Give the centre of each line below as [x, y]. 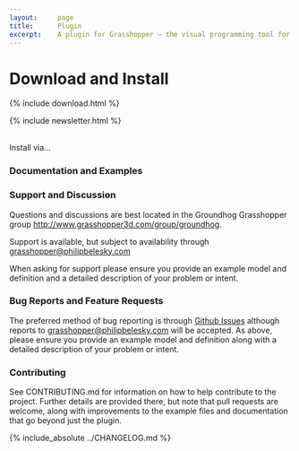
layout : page [42, 17]
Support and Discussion [63, 195]
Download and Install [89, 78]
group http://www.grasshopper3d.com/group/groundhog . [115, 224]
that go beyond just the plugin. [66, 421]
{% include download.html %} [64, 103]
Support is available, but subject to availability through [109, 241]
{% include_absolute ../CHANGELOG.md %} [90, 438]
